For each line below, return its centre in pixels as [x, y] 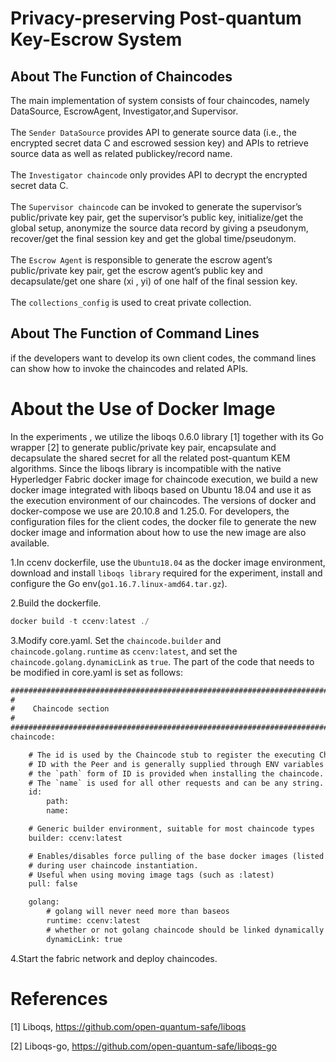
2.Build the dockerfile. [56, 603]
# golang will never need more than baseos [138, 912]
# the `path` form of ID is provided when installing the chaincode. [176, 773]
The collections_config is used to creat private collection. [131, 302]
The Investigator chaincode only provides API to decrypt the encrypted [159, 175]
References [59, 998]
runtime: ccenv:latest [93, 921]
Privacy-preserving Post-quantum [156, 18]
